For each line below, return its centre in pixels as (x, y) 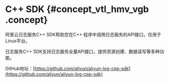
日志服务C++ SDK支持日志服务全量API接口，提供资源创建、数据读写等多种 (82, 51)
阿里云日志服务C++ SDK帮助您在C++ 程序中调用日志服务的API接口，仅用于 (83, 34)
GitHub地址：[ (20, 68)
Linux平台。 (18, 41)
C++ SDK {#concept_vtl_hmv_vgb (77, 9)
